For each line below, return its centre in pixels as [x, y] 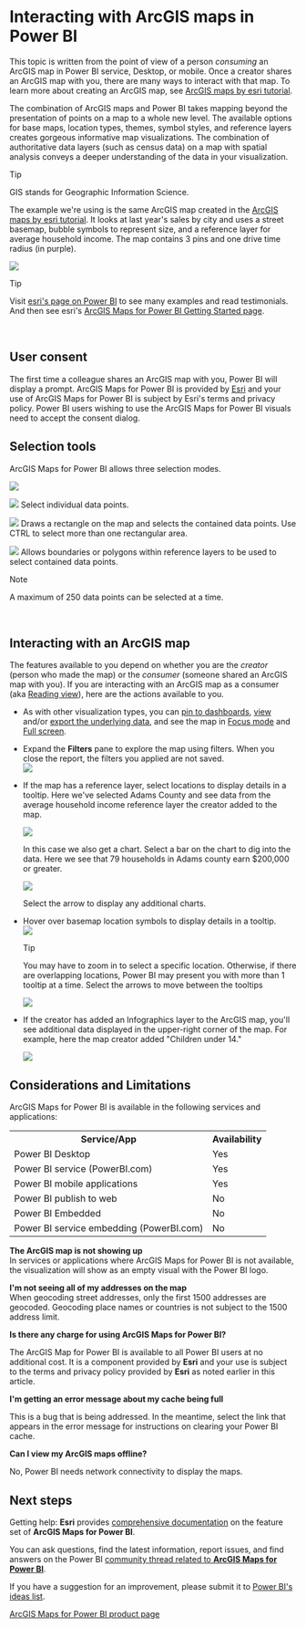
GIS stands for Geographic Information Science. [99, 192]
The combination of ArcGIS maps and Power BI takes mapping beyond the [149, 108]
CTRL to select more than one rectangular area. [99, 533]
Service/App [108, 1140]
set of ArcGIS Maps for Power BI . [72, 1532]
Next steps [41, 1500]
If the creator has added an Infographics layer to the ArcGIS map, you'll [156, 1020]
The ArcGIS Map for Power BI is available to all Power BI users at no [137, 1352]
